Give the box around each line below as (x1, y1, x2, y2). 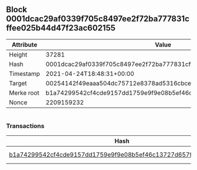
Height (9, 50, 28, 58)
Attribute (11, 41, 38, 49)
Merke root (9, 88, 40, 96)
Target (9, 79, 28, 87)
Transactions (6, 122, 45, 130)
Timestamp (9, 69, 40, 78)
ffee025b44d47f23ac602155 (6, 23, 116, 33)
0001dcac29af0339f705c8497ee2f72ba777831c (6, 14, 189, 24)
